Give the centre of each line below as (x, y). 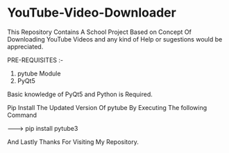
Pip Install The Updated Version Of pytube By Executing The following (107, 107)
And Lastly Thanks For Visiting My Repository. (73, 142)
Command (22, 115)
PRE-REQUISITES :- (35, 60)
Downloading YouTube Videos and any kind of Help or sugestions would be (115, 39)
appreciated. (25, 46)
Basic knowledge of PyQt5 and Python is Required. (80, 94)
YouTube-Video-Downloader (92, 13)
